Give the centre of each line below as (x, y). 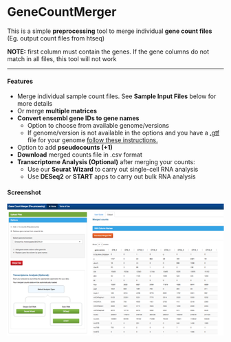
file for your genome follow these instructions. (92, 140)
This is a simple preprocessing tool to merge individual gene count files (110, 31)
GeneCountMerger (62, 12)
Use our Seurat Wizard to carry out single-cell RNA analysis (113, 170)
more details (35, 104)
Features (20, 81)
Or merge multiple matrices (57, 111)
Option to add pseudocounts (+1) (65, 148)
